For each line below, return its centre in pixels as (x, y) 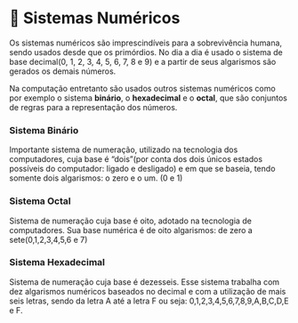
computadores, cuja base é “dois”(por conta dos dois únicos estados (136, 159)
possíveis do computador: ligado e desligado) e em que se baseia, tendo (142, 169)
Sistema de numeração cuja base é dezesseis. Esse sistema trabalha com (145, 282)
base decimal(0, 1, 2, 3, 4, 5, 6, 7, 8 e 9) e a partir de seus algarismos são (143, 61)
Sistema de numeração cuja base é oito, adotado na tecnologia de (130, 221)
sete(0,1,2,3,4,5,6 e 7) (48, 239)
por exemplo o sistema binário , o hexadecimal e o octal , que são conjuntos (148, 98)
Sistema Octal (40, 201)
